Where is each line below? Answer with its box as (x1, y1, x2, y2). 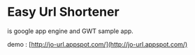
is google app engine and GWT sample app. (7, 27, 134, 35)
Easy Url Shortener (7, 4, 120, 20)
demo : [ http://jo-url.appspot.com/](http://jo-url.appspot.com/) (7, 40, 188, 48)
